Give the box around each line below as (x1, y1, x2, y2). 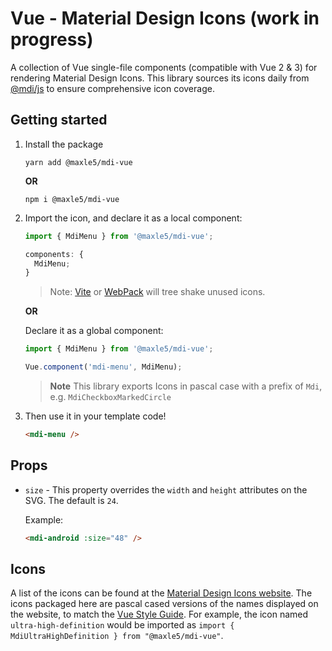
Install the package (24, 138, 104, 150)
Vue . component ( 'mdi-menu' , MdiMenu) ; (24, 362, 183, 372)
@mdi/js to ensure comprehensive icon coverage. (10, 82, 215, 94)
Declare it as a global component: (24, 325, 164, 337)
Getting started (10, 112, 108, 129)
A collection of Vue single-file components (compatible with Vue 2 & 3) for (10, 61, 318, 73)
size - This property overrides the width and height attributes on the (24, 483, 308, 496)
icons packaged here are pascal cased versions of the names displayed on (10, 598, 319, 610)
